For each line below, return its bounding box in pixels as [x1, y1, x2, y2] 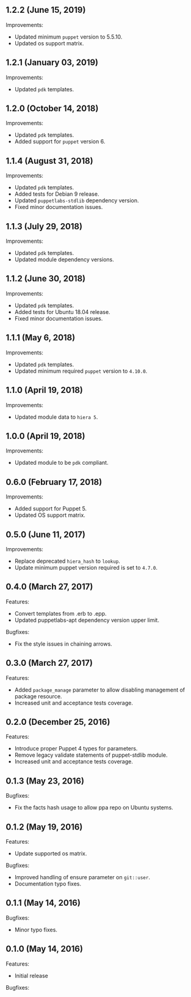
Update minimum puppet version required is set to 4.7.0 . [14, 563, 158, 571]
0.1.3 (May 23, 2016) [5, 776, 85, 786]
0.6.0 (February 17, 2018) [5, 476, 103, 487]
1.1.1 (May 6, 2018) [5, 332, 76, 343]
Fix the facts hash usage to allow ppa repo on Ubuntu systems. [14, 804, 173, 811]
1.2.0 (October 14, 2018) [5, 104, 99, 114]
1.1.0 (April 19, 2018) [5, 385, 84, 395]
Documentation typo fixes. [14, 880, 82, 887]
